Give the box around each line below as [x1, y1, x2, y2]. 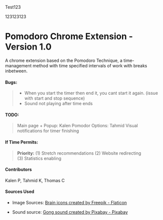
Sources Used [5, 189, 34, 194]
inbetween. [5, 68, 28, 74]
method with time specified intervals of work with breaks [32, 62, 147, 68]
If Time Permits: [5, 139, 38, 145]
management [5, 62, 32, 68]
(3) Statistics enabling [17, 155, 62, 161]
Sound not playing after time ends [24, 101, 93, 107]
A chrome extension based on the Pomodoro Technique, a [5, 57, 123, 63]
